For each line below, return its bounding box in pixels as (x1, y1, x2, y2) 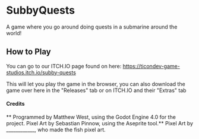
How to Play (6, 47, 52, 57)
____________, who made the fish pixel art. (6, 126, 106, 133)
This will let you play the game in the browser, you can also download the (6, 80, 185, 87)
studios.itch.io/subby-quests (6, 69, 76, 76)
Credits (6, 100, 25, 108)
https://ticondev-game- (122, 62, 180, 69)
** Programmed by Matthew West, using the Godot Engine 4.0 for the (6, 113, 176, 121)
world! (6, 29, 22, 36)
